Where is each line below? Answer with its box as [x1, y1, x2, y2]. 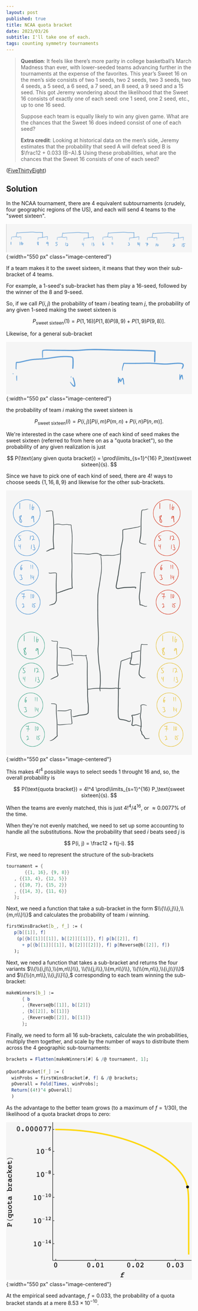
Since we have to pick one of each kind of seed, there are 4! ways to [6, 472, 173, 479]
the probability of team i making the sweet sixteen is [6, 407, 133, 414]
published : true [6, 15, 46, 22]
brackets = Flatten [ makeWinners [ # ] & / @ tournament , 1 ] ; [6, 1056, 149, 1062]
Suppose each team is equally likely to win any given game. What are [20, 113, 189, 120]
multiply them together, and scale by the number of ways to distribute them [6, 1037, 189, 1045]
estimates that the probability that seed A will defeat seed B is [20, 143, 171, 150]
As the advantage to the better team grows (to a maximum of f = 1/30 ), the [6, 1104, 187, 1111]
